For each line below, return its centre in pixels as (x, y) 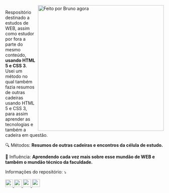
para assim (17, 114)
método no (16, 76)
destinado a (17, 18)
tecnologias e (19, 124)
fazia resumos (20, 87)
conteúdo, (16, 55)
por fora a (16, 39)
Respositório (18, 12)
